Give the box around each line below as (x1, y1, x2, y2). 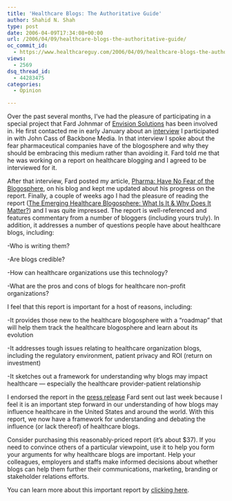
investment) (7, 359, 41, 367)
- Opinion (13, 87, 41, 94)
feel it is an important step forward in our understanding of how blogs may (7, 400, 219, 408)
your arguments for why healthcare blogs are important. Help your (7, 451, 196, 459)
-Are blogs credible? (7, 255, 66, 263)
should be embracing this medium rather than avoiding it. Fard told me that (7, 149, 220, 158)
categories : (7, 81, 41, 88)
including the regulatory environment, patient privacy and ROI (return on (7, 352, 213, 360)
